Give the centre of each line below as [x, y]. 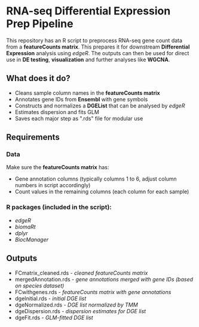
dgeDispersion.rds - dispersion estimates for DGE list [80, 311]
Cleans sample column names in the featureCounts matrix [87, 93]
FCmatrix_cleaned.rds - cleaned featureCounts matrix [81, 273]
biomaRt [25, 227]
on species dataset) [39, 286]
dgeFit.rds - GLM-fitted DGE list [54, 317]
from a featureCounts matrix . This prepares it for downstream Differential [98, 47]
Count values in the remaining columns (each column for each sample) [102, 192]
